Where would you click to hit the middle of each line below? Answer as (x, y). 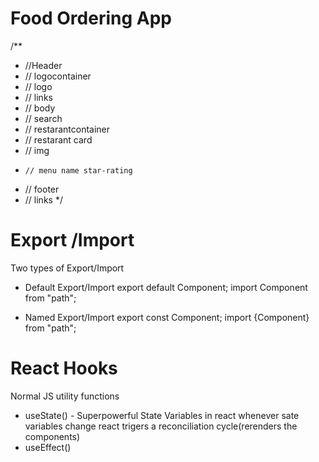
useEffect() (48, 447)
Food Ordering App (91, 18)
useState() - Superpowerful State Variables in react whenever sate (162, 415)
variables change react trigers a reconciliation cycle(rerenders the (161, 426)
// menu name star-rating (78, 170)
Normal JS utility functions (65, 396)
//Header (43, 65)
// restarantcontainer (67, 129)
